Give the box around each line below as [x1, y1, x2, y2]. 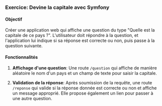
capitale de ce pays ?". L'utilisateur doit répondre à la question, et [5, 33, 139, 38]
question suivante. [5, 43, 43, 49]
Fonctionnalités [5, 54, 38, 60]
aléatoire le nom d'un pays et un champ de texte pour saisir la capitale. [12, 71, 157, 76]
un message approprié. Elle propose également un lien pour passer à [12, 90, 154, 96]
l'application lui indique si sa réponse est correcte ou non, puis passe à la [5, 37, 155, 43]
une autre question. [12, 96, 53, 102]
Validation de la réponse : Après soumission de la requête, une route [12, 80, 153, 86]
